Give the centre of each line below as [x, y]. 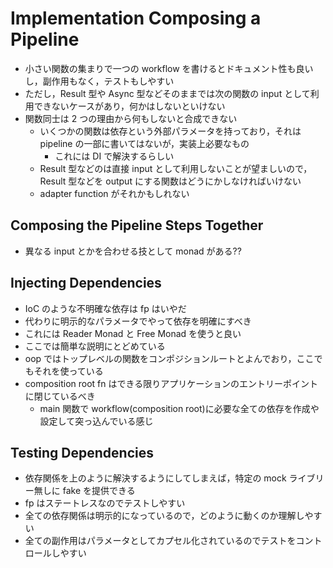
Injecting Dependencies [86, 283]
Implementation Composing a [136, 18]
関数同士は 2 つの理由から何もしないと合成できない [131, 118]
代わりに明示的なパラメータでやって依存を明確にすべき [138, 321]
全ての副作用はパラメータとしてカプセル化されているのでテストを [160, 541]
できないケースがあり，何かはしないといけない [129, 106]
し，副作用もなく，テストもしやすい [99, 81]
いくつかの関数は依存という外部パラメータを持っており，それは [170, 131]
